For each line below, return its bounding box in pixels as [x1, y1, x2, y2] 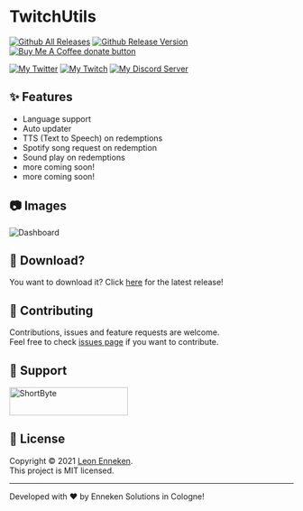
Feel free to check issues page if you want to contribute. [9, 337, 219, 348]
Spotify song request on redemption [22, 142, 158, 153]
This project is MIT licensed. [9, 465, 115, 476]
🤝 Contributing [9, 302, 94, 318]
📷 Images [9, 199, 68, 214]
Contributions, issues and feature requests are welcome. [9, 327, 220, 338]
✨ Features [9, 89, 73, 105]
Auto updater [22, 123, 72, 134]
